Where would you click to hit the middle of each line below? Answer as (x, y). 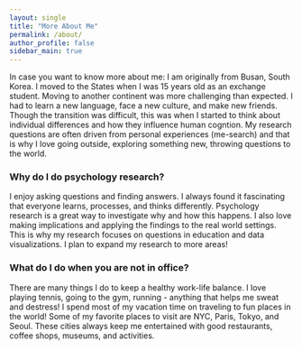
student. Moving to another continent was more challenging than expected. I (151, 97)
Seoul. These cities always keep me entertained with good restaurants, (141, 326)
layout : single (38, 18)
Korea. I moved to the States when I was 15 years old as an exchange (137, 87)
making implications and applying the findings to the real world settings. (143, 226)
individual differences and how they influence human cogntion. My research (151, 125)
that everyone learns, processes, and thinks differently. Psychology (134, 206)
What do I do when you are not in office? (99, 268)
